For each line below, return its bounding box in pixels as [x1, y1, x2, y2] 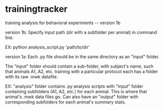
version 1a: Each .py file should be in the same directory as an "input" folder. [5, 53, 160, 60]
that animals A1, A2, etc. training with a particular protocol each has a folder [5, 68, 158, 74]
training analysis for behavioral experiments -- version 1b [5, 20, 121, 26]
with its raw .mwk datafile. [5, 73, 58, 79]
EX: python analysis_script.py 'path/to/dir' [5, 44, 90, 50]
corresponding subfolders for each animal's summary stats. [5, 99, 126, 105]
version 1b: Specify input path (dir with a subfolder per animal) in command [5, 29, 157, 35]
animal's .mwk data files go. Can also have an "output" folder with [5, 94, 138, 100]
